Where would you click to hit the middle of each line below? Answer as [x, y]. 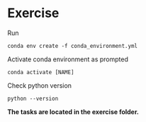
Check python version [40, 85]
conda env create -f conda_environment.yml [73, 46]
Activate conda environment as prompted [68, 59]
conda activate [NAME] [41, 72]
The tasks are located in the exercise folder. [73, 111]
